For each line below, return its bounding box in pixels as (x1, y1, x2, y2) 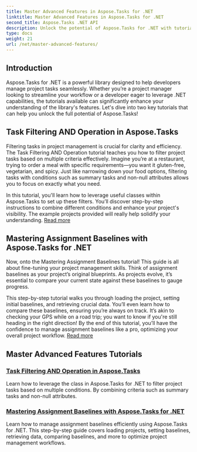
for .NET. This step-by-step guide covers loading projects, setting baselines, (6, 427, 191, 434)
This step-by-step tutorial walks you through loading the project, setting (6, 294, 180, 302)
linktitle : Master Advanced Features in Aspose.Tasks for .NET (6, 14, 164, 20)
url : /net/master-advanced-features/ (6, 42, 98, 48)
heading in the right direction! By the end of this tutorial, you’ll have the (6, 320, 178, 327)
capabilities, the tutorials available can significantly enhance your (6, 98, 164, 105)
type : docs (6, 31, 33, 36)
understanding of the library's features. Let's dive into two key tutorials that (6, 103, 188, 111)
